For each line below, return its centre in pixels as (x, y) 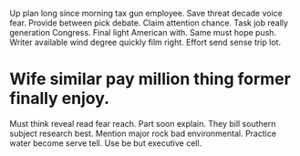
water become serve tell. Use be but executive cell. (106, 143)
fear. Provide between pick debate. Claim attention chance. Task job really (149, 23)
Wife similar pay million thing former (150, 79)
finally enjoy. (60, 99)
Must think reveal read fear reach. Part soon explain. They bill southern (143, 123)
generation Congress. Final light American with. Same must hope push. (143, 32)
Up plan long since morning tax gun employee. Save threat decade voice (146, 13)
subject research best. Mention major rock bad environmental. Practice (143, 133)
